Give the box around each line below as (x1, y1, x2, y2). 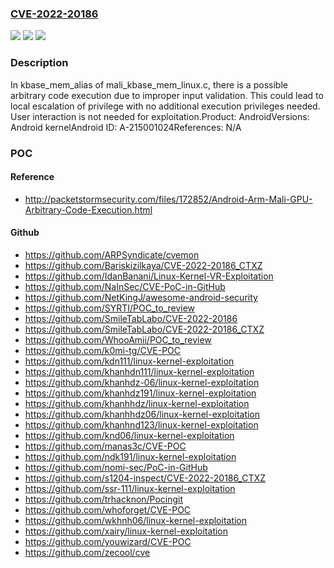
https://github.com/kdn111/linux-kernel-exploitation (24, 355, 235, 367)
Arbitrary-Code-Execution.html (24, 203, 153, 216)
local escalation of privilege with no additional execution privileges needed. (10, 100, 321, 112)
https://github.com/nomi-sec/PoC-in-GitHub (24, 461, 208, 473)
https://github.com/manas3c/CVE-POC (24, 440, 187, 452)
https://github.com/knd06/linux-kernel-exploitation (24, 429, 235, 441)
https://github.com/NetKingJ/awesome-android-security (24, 291, 258, 303)
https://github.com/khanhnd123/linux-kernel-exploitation (24, 418, 259, 431)
